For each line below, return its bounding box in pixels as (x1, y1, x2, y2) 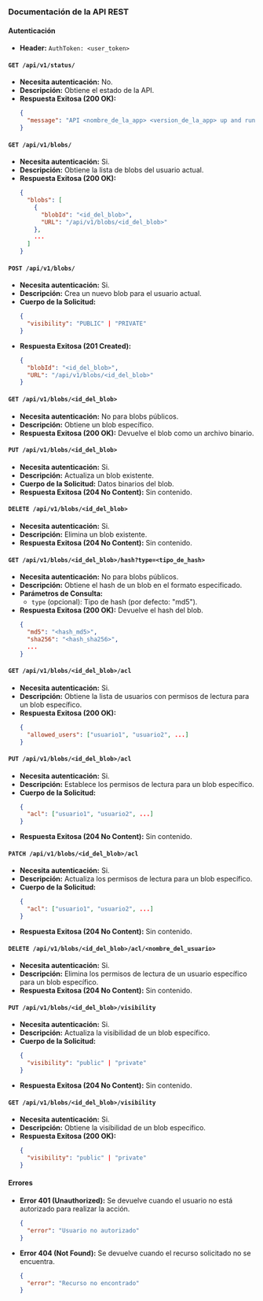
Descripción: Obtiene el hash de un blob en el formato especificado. (19, 581, 243, 590)
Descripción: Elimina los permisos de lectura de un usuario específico (19, 969, 247, 978)
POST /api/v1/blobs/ (8, 264, 76, 272)
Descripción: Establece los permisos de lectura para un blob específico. (19, 779, 255, 789)
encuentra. (19, 1256, 55, 1266)
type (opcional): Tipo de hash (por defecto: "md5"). (31, 597, 198, 607)
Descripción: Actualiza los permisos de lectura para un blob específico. (19, 874, 253, 884)
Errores (8, 1178, 33, 1188)
